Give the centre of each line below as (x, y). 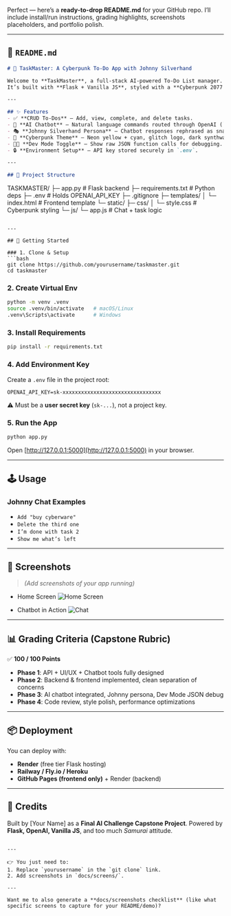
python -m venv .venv (38, 302)
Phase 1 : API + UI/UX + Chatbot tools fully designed (90, 673)
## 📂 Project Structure (41, 175)
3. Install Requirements (46, 333)
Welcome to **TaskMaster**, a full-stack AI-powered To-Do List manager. (115, 81)
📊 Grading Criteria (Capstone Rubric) (89, 639)
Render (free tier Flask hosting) (62, 764)
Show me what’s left (46, 539)
